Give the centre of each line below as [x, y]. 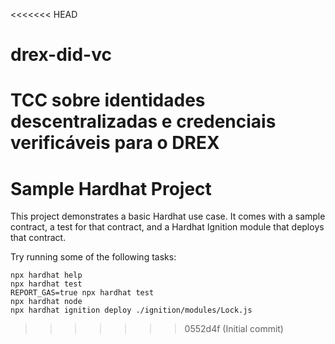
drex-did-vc [61, 55]
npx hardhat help [46, 275]
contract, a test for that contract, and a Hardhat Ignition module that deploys [167, 227]
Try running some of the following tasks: [93, 257]
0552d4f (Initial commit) [234, 329]
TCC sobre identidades [108, 100]
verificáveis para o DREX [115, 143]
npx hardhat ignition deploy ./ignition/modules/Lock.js [131, 310]
